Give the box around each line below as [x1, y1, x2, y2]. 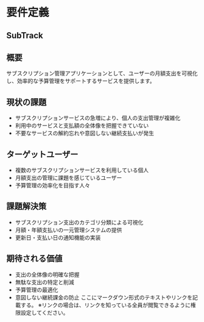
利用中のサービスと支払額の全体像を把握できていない [15, 122, 149, 129]
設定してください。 [20, 309, 69, 316]
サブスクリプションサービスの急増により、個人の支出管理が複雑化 [15, 114, 181, 122]
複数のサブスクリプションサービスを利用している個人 [15, 166, 149, 174]
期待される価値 [6, 254, 63, 264]
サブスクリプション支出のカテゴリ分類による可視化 [15, 218, 144, 226]
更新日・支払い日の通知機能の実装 [15, 234, 101, 241]
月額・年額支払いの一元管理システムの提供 [15, 226, 122, 234]
